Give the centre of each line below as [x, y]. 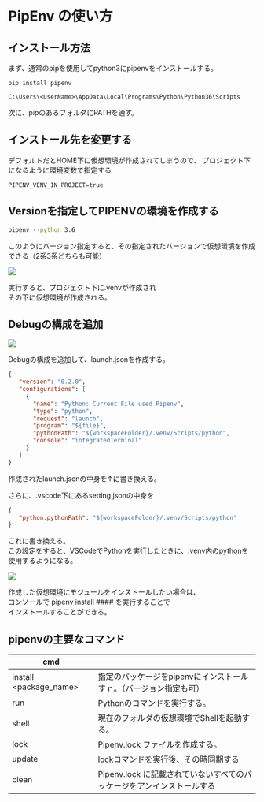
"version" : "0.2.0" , [52, 382]
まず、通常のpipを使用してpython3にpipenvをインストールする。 [113, 68]
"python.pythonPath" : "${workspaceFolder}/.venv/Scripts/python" [128, 517]
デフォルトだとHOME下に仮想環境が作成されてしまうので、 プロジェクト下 [130, 160]
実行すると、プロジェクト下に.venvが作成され [82, 287]
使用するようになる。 [42, 561]
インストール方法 [49, 48]
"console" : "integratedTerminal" [88, 441]
